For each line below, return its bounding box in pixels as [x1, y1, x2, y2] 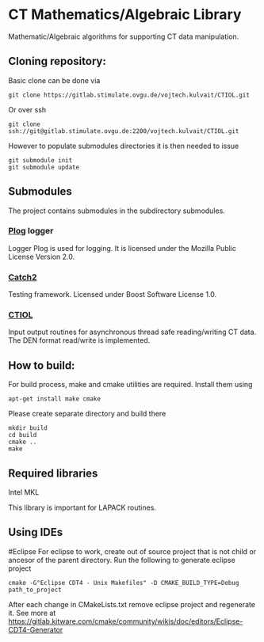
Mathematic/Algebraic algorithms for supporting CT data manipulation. [8, 32, 239, 41]
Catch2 [8, 272, 37, 283]
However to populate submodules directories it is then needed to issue [8, 141, 239, 150]
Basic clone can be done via [8, 75, 101, 85]
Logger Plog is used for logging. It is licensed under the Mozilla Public [8, 243, 236, 253]
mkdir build [8, 424, 48, 432]
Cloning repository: [8, 55, 107, 68]
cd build [8, 431, 37, 439]
